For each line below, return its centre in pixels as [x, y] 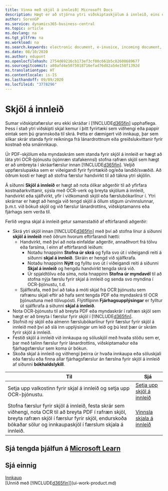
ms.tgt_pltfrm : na [24, 38]
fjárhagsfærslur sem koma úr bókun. [50, 348]
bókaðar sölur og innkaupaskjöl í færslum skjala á [66, 424]
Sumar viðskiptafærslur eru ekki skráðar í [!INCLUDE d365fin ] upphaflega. [81, 123]
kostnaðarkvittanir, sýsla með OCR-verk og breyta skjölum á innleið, [75, 190]
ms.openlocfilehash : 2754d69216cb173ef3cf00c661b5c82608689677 [72, 61]
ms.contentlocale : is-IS [31, 75]
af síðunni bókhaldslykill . [38, 364]
